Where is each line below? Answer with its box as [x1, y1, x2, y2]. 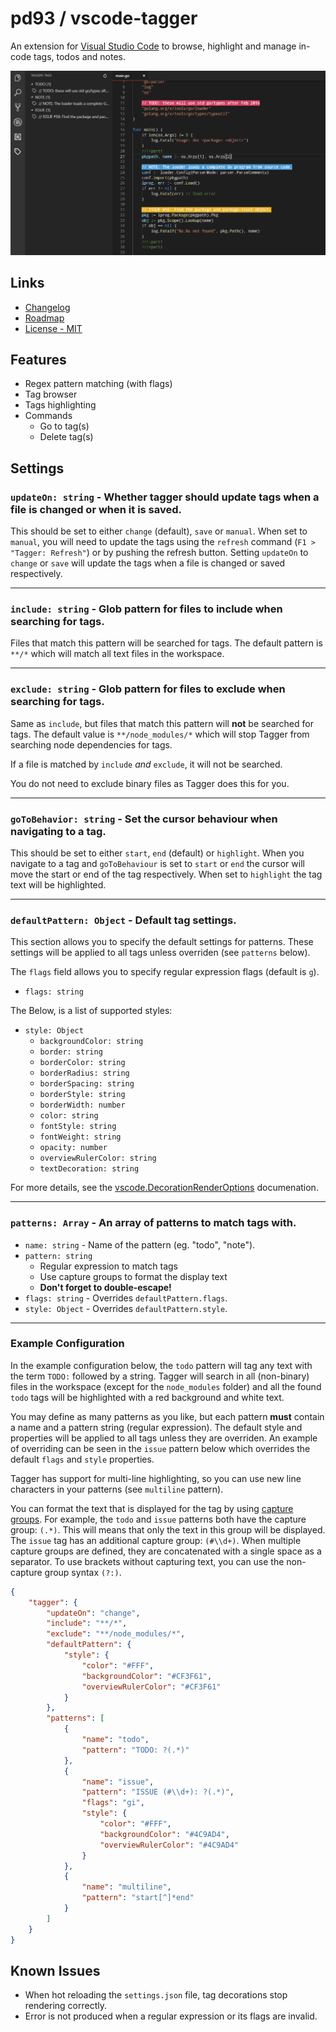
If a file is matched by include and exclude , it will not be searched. [10, 758, 283, 770]
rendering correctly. [24, 2000, 108, 2012]
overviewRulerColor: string [39, 1153, 157, 1164]
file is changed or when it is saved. [10, 502, 183, 516]
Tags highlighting [24, 399, 97, 411]
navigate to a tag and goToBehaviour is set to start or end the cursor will [10, 857, 305, 869]
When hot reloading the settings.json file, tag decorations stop [24, 1989, 288, 2001]
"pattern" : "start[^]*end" [81, 1893, 195, 1903]
